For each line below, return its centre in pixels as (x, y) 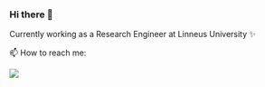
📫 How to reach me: (48, 53)
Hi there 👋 (32, 14)
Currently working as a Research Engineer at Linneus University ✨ (132, 34)
